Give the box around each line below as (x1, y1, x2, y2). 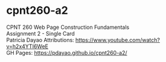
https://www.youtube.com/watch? (75, 36, 160, 43)
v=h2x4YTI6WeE (6, 43, 48, 50)
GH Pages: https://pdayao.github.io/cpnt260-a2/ (6, 49, 128, 56)
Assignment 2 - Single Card (6, 29, 75, 37)
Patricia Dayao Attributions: (6, 36, 74, 43)
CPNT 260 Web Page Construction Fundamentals (6, 23, 130, 31)
